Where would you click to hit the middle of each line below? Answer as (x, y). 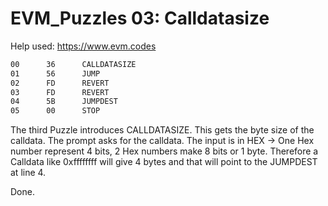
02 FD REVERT (60, 83)
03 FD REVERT (60, 92)
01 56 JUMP (55, 73)
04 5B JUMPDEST (64, 102)
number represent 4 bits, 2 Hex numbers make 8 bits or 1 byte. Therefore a (164, 151)
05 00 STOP (55, 111)
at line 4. (28, 173)
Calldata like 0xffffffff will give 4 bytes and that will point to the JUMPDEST (164, 162)
